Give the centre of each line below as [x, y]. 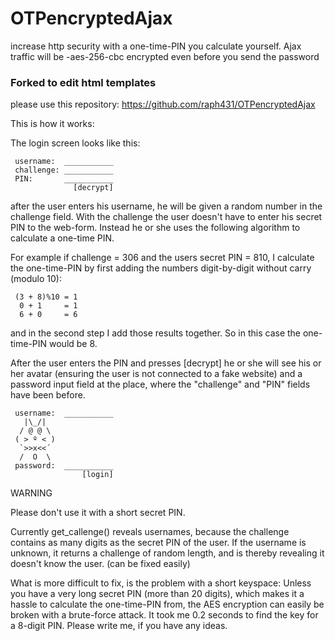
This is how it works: [52, 124]
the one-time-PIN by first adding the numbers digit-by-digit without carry [161, 268]
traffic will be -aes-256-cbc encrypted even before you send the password [165, 56]
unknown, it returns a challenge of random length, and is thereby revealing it [167, 553]
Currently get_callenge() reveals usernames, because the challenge [150, 532]
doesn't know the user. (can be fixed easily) [100, 564]
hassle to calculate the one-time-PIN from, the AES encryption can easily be [167, 604]
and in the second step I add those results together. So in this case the [156, 333]
